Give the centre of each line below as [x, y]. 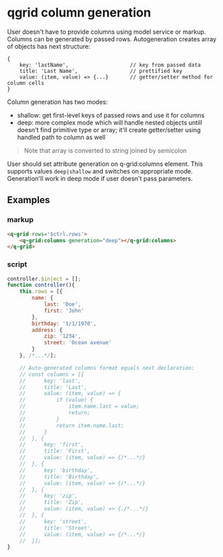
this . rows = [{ [41, 292]
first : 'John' [64, 311]
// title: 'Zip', [52, 503]
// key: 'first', [52, 445]
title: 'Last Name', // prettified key [101, 71]
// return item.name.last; [72, 425]
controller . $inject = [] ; [44, 279]
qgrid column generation [79, 13]
